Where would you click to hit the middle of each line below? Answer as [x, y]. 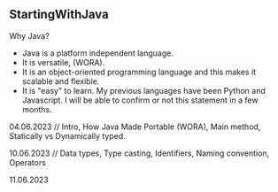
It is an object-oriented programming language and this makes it [139, 72]
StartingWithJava [59, 15]
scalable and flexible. [61, 81]
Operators [28, 162]
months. [37, 109]
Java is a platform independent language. [98, 53]
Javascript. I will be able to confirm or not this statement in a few [140, 100]
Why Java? [30, 35]
